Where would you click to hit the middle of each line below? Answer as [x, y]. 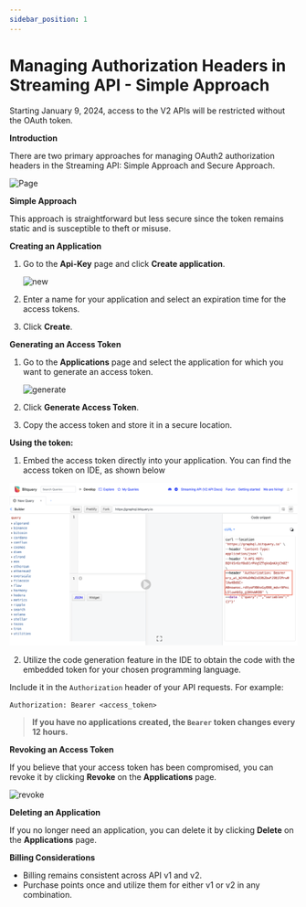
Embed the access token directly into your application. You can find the [157, 460]
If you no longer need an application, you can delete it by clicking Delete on [152, 830]
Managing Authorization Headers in [148, 65]
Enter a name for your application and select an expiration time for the [154, 299]
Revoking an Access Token [62, 749]
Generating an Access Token [65, 344]
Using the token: [42, 443]
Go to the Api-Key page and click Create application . [124, 263]
